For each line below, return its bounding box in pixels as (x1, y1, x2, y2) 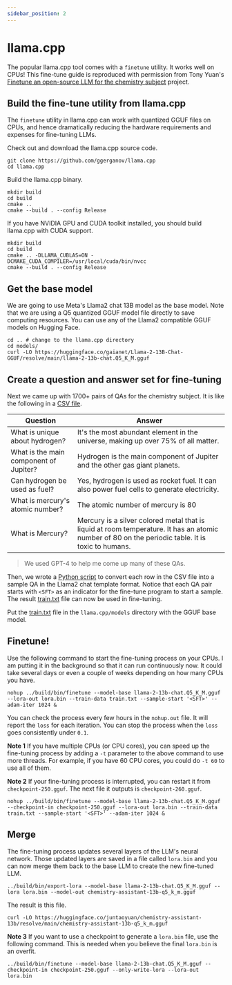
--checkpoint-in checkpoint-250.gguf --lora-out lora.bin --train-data (7, 804, 217, 811)
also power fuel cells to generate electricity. (77, 485, 220, 494)
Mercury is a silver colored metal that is (77, 516, 205, 525)
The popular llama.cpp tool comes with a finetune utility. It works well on (7, 63, 215, 71)
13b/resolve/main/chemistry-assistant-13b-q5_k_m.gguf (7, 920, 168, 927)
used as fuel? (10, 485, 54, 494)
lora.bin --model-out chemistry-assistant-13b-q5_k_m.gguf (22, 888, 196, 896)
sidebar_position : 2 (7, 10, 67, 17)
